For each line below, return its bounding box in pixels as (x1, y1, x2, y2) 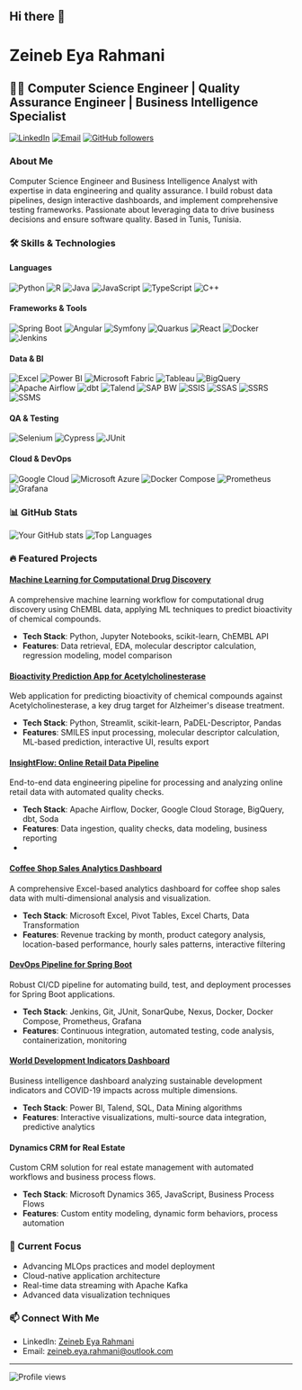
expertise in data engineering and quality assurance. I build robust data (9, 185, 273, 196)
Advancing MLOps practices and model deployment (22, 1261, 216, 1271)
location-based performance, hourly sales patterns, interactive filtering (22, 939, 286, 949)
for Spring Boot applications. (9, 988, 115, 999)
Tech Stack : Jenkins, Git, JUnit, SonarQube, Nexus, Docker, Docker (22, 1006, 274, 1017)
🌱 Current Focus (9, 1240, 82, 1252)
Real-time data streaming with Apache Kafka (22, 1279, 189, 1290)
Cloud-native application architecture (22, 1270, 161, 1281)
